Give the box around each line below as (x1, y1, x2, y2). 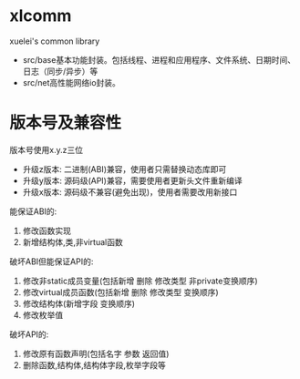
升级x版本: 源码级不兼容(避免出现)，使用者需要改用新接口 (22, 186, 238, 197)
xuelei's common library (9, 36, 100, 46)
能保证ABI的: (9, 206, 57, 217)
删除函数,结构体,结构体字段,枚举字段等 (22, 359, 166, 370)
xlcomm (9, 5, 72, 26)
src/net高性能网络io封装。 (22, 77, 121, 87)
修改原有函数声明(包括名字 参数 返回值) (22, 348, 170, 359)
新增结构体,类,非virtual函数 (22, 236, 123, 247)
